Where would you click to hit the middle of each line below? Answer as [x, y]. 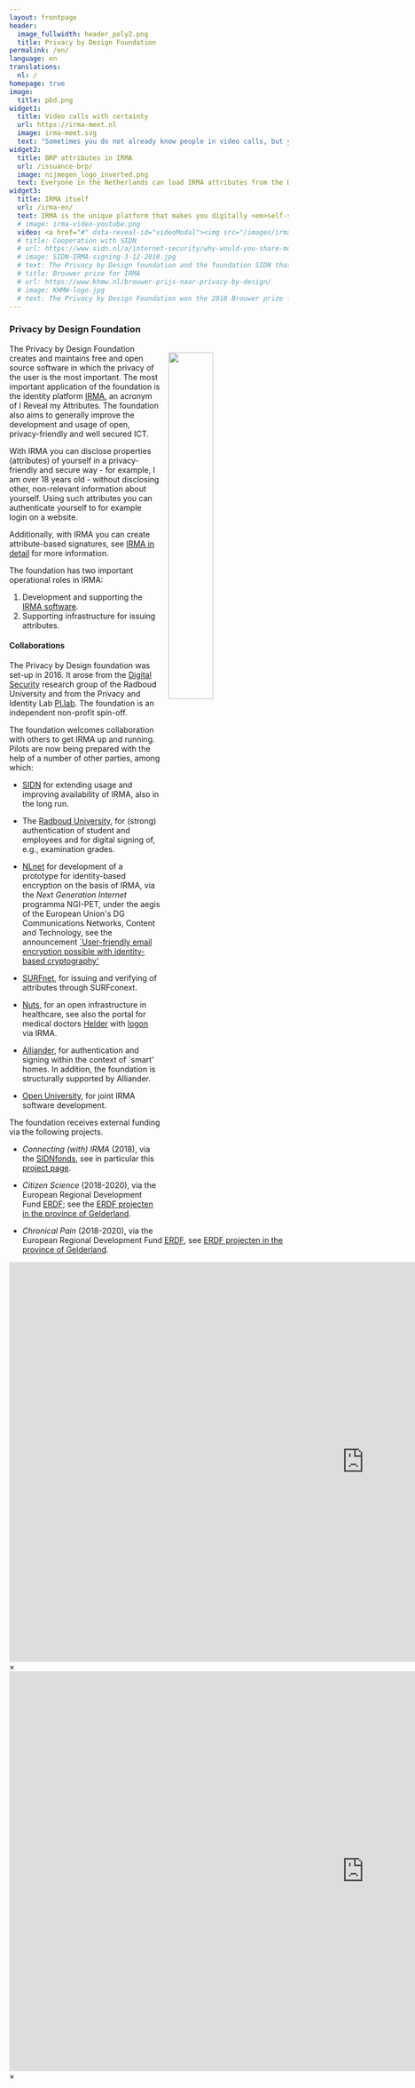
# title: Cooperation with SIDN [77, 241]
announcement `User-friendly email [87, 942]
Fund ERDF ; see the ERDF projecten [87, 1204]
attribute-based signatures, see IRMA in [82, 544]
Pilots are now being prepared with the [80, 748]
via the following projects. [56, 1132]
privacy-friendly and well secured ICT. [79, 434]
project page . [47, 1168]
